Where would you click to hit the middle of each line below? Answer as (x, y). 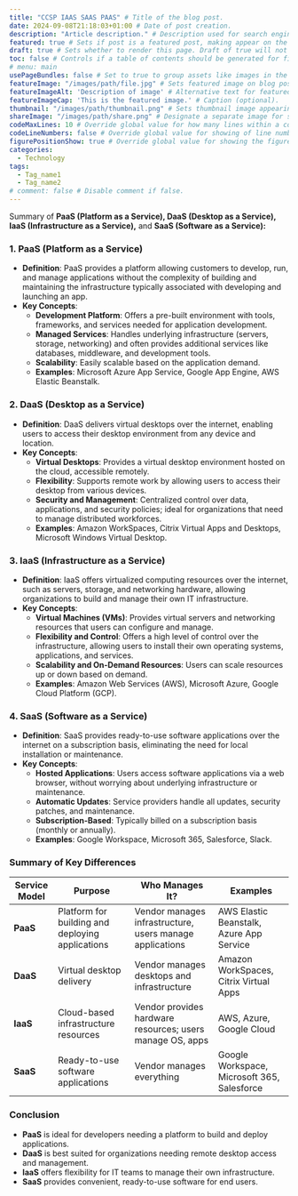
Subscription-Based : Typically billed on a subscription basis (146, 821)
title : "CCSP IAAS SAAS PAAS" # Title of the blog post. (117, 17)
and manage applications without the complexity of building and (139, 277)
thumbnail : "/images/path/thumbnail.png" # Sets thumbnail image (132, 108)
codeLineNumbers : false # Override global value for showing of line (141, 133)
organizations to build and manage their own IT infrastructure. (135, 598)
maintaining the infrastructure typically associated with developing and (152, 287)
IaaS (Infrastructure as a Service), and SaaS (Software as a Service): (137, 226)
